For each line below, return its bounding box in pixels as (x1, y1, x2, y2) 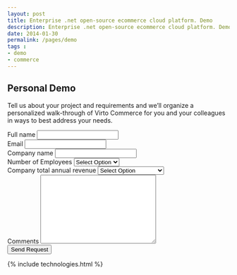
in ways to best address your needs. (7, 116, 113, 124)
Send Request (11, 245, 49, 253)
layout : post (7, 10, 46, 18)
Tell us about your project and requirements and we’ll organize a (7, 101, 194, 109)
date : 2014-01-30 (7, 30, 59, 37)
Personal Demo (7, 82, 76, 94)
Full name (7, 130, 36, 138)
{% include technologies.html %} (7, 259, 104, 268)
